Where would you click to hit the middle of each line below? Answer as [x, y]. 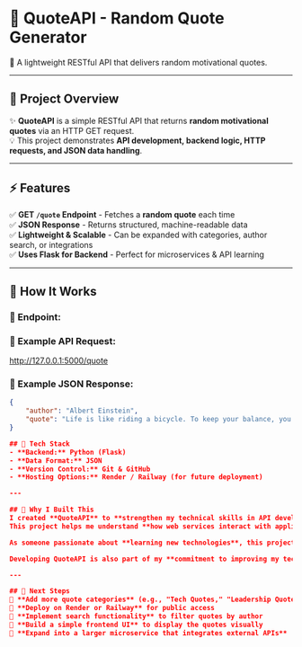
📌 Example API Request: [63, 341]
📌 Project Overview [64, 99]
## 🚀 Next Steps [40, 591]
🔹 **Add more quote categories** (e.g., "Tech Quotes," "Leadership [140, 600]
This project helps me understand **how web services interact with [140, 526]
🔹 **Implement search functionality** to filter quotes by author [136, 616]
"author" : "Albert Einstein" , [82, 411]
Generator [48, 37]
